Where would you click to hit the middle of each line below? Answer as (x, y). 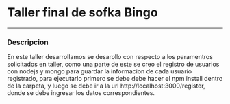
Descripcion (28, 42)
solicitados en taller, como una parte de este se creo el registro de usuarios (113, 64)
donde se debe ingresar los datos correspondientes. (81, 93)
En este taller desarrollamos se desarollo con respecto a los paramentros (110, 57)
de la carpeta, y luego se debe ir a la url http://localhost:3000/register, (106, 86)
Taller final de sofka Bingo (83, 13)
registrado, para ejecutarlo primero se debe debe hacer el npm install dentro (115, 79)
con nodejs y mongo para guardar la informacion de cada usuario (100, 71)
